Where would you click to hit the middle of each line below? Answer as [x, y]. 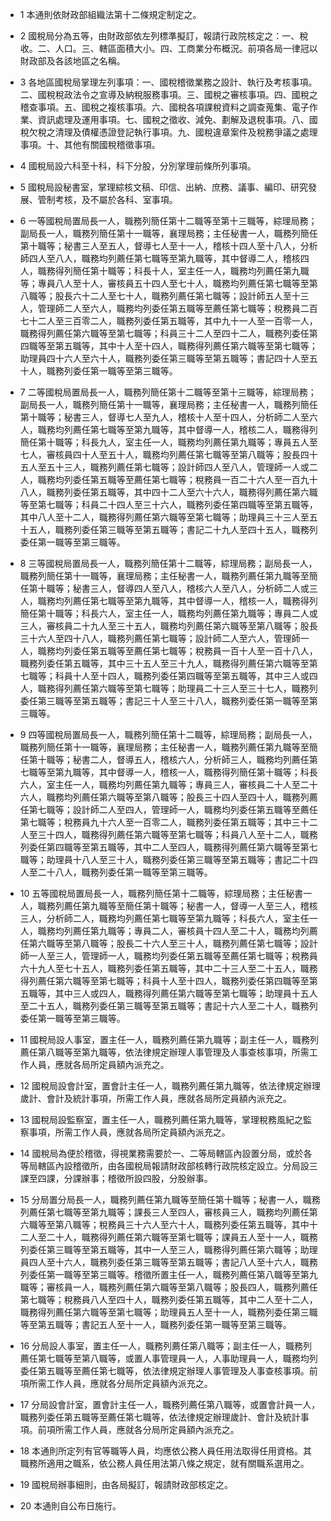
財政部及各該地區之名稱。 [72, 61]
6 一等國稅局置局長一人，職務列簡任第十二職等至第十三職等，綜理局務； [168, 221]
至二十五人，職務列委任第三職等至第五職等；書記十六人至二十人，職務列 [168, 1006]
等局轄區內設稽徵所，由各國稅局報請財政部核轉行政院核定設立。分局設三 [168, 1166]
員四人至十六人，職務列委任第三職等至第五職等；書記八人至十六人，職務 [168, 1262]
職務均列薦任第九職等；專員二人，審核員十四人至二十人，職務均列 [173, 931]
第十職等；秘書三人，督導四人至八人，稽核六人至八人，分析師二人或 [169, 588]
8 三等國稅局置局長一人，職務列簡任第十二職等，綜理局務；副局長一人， [168, 563]
